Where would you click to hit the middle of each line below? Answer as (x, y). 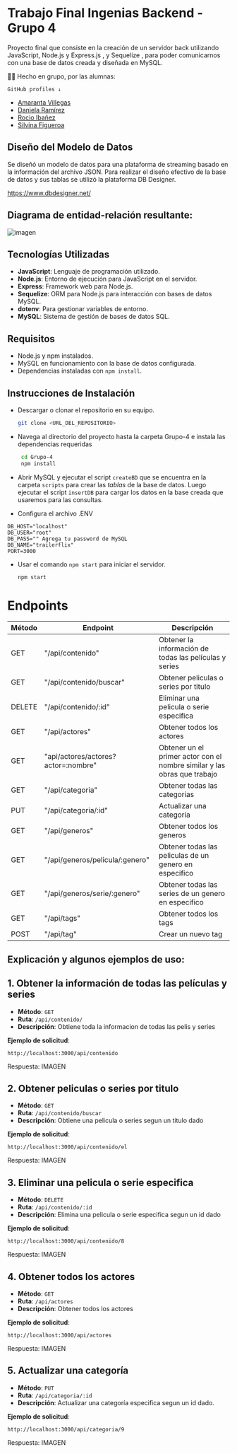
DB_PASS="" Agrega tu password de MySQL (68, 539)
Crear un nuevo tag (190, 934)
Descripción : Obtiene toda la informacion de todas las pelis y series (116, 1026)
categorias (176, 795)
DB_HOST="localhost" (38, 526)
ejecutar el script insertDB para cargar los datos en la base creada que (120, 492)
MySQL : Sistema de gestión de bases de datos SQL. (94, 317)
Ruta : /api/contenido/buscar (60, 1113)
